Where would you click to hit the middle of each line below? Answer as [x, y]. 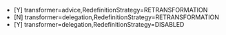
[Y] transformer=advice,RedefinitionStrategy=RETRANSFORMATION [111, 10]
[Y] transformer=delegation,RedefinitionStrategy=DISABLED [99, 24]
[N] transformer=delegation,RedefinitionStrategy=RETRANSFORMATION [116, 17]
